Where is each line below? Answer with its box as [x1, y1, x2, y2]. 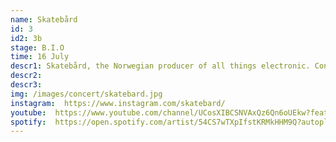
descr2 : [10, 71, 43, 81]
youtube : [10, 107, 47, 118]
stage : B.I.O [10, 42, 65, 53]
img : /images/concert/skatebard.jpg [10, 89, 163, 99]
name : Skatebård [10, 14, 78, 25]
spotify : [10, 117, 47, 127]
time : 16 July [10, 52, 70, 62]
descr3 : [10, 80, 43, 90]
